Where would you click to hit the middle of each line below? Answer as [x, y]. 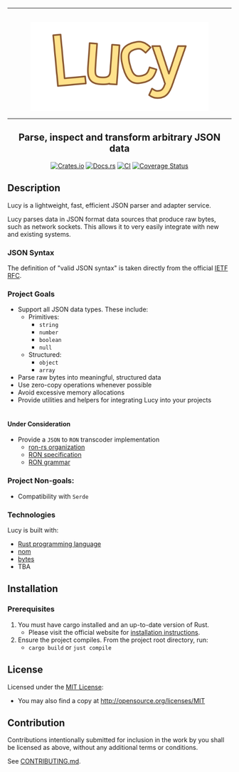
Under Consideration [39, 424]
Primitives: [44, 317]
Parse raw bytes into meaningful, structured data [89, 377]
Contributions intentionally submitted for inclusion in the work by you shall [116, 740]
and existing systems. [39, 234]
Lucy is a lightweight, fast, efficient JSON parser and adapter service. [109, 205]
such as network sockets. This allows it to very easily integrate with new [113, 226]
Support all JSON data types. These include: [83, 309]
